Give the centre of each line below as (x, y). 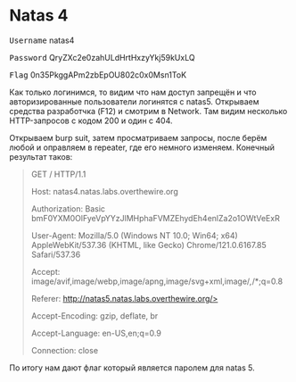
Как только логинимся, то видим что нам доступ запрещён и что (133, 92)
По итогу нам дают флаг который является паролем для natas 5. (132, 368)
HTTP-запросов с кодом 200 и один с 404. (91, 120)
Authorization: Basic (68, 208)
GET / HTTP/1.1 (58, 174)
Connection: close (65, 350)
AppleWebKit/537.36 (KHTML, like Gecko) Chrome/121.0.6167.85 (149, 245)
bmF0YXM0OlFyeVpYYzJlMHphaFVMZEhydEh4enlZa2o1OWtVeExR (156, 218)
